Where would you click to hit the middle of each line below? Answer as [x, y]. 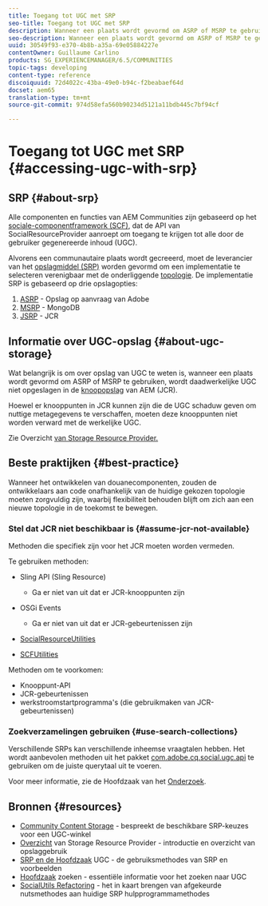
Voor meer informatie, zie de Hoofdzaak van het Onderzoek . [107, 781]
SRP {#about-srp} [54, 198]
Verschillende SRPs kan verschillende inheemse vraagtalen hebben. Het [127, 749]
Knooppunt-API [45, 685]
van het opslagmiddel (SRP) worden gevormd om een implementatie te [124, 267]
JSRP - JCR [39, 316]
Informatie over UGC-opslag [80, 341]
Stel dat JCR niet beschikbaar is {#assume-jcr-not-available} [129, 529]
